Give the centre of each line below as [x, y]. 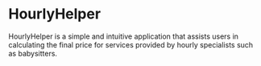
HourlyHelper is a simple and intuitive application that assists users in [124, 36]
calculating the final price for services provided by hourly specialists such [131, 44]
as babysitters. [33, 53]
